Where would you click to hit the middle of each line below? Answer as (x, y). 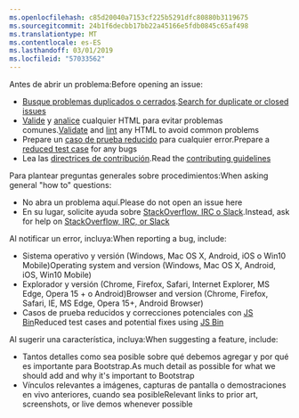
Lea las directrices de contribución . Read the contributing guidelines (146, 158)
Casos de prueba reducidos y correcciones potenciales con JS (137, 312)
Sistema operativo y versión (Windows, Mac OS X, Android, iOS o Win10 (154, 256)
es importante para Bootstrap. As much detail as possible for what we (149, 366)
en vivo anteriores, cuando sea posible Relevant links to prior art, (140, 394)
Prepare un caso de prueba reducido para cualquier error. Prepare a (145, 139)
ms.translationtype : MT (53, 34)
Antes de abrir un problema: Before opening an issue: (106, 84)
